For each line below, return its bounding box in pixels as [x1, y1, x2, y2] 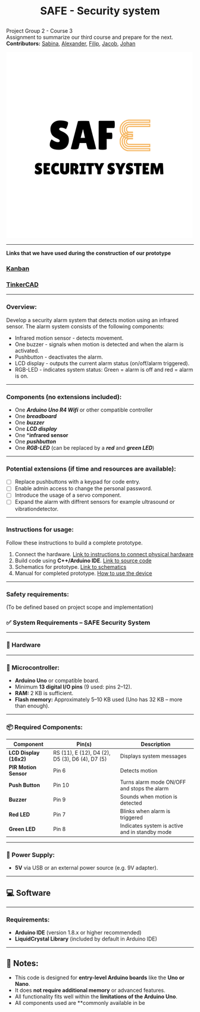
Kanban [6, 264, 30, 273]
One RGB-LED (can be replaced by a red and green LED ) [14, 444, 155, 451]
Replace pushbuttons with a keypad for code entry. [14, 478, 140, 485]
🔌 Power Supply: [6, 851, 55, 859]
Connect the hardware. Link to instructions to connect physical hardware [14, 550, 194, 558]
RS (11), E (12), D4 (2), [53, 749, 111, 756]
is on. [14, 372, 29, 379]
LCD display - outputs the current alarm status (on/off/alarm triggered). [14, 359, 190, 367]
